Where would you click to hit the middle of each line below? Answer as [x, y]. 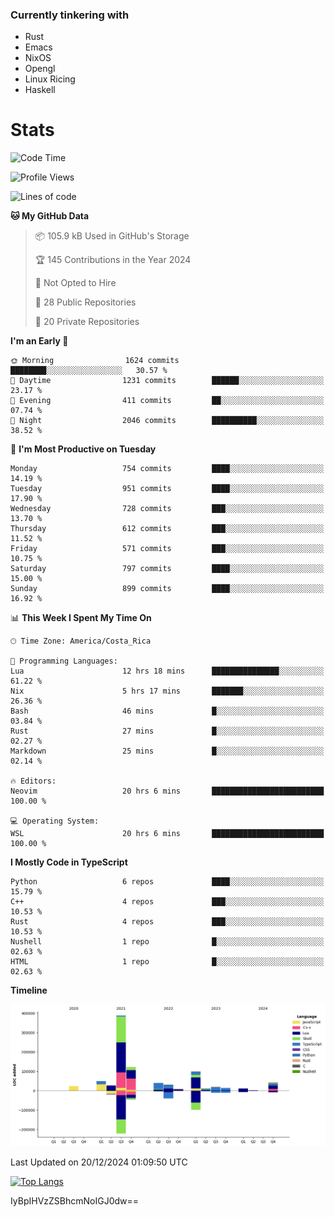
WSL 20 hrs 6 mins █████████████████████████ [167, 834]
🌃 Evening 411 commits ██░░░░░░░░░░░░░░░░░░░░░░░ [167, 401]
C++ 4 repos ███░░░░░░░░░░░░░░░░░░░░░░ [167, 902]
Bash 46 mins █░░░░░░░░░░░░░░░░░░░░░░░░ [167, 711]
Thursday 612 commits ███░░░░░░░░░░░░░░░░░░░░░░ [167, 529]
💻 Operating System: [55, 821]
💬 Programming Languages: [64, 661]
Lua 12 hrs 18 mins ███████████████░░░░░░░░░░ [167, 671]
